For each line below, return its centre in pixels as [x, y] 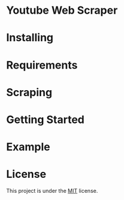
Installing [30, 38]
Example [28, 147]
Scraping [29, 92]
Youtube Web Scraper [62, 10]
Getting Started [46, 119]
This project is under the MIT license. [52, 191]
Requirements [42, 65]
